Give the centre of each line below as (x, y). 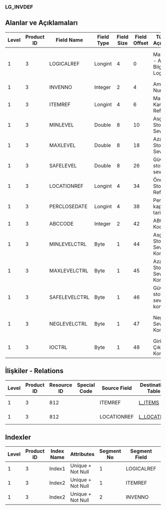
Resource (61, 385)
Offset (141, 43)
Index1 (57, 469)
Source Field (117, 388)
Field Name (69, 40)
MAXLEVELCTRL (69, 270)
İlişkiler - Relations (34, 371)
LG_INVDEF (19, 7)
